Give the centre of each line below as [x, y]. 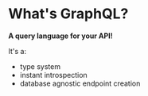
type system [40, 66]
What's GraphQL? [68, 14]
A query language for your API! [60, 36]
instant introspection [53, 75]
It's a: [17, 51]
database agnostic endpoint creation [80, 83]
